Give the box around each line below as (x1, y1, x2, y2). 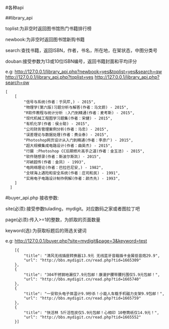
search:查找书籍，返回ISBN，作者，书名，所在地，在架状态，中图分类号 (5, 47, 158, 53)
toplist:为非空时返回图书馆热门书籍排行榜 (5, 25, 92, 31)
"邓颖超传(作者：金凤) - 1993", (24, 160, 86, 165)
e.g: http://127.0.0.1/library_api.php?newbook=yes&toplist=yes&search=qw (5, 68, 162, 75)
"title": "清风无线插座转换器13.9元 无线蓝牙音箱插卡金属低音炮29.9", (24, 253, 160, 258)
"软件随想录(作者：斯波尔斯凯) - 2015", (24, 154, 101, 159)
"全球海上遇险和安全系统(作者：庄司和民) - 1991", (24, 170, 121, 176)
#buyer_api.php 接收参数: (5, 195, 59, 201)
